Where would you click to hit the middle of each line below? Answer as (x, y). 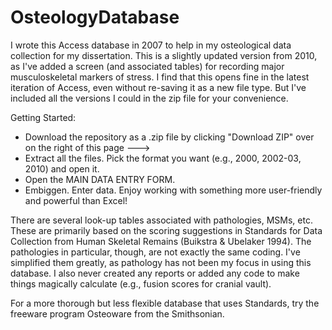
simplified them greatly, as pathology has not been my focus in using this (161, 262)
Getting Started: (43, 117)
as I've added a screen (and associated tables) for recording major (147, 66)
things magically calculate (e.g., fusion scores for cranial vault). (141, 283)
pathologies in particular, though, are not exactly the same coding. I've (155, 252)
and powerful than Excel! (76, 200)
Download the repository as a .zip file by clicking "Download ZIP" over (169, 137)
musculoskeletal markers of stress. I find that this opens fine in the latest (160, 77)
